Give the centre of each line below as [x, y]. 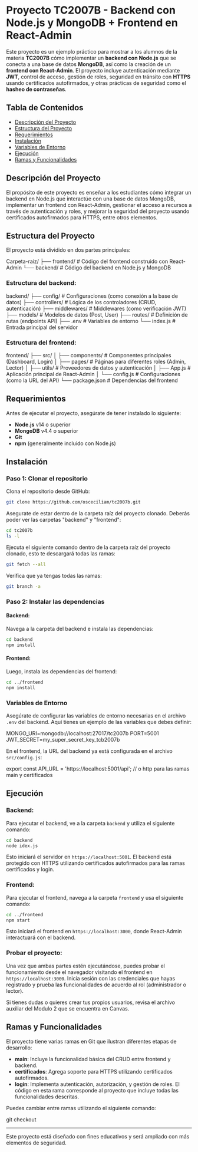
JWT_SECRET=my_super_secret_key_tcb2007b [63, 739]
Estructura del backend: [41, 283]
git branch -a [24, 586]
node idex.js [22, 846]
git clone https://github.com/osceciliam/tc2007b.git [74, 502]
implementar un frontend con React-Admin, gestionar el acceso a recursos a [99, 205]
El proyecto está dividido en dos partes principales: [68, 250]
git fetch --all [26, 565]
